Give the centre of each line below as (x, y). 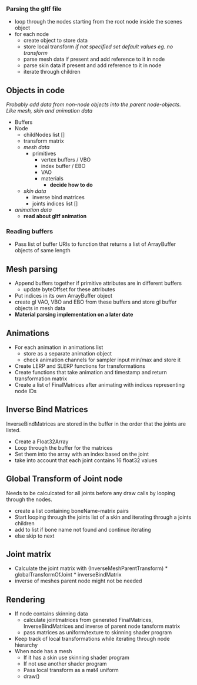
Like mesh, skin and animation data (49, 111)
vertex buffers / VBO (66, 160)
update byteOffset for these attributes (69, 289)
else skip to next (34, 536)
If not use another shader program (65, 664)
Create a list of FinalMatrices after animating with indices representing (100, 385)
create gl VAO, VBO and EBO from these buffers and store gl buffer (96, 302)
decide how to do (71, 185)
